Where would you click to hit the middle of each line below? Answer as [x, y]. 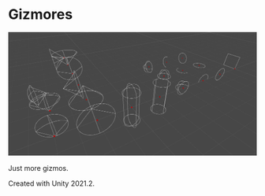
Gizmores [41, 15]
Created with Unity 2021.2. [52, 183]
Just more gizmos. [38, 168]
